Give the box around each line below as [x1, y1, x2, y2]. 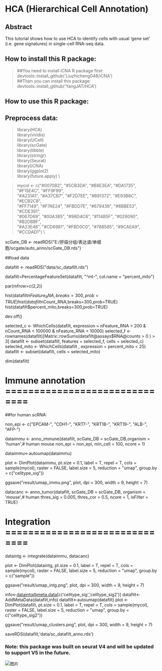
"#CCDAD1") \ [16, 229, 45, 235]
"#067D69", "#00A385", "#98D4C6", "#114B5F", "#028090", [16, 214, 139, 220]
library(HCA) [16, 127, 42, 133]
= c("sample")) [5, 572, 35, 579]
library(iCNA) [16, 163, 44, 169]
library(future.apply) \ [16, 173, 60, 179]
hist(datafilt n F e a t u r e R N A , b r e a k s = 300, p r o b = [5, 292, 98, 299]
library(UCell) [16, 137, 44, 143]
